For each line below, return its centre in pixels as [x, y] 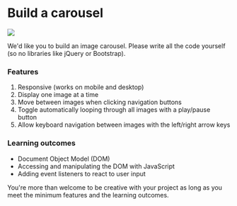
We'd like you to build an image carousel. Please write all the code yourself [116, 46]
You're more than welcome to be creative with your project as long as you [115, 187]
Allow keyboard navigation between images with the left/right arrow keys [124, 125]
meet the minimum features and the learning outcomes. [88, 195]
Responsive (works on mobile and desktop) [81, 87]
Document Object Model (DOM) [64, 159]
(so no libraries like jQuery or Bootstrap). [67, 53]
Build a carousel [56, 13]
